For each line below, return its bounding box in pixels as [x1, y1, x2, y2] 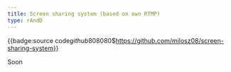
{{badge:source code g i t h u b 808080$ [7, 36, 116, 44]
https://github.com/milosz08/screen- [115, 36, 224, 44]
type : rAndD [7, 17, 43, 24]
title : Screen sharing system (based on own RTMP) [7, 10, 161, 18]
